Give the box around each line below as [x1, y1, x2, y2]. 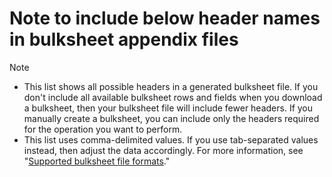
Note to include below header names [9, 7, 321, 30]
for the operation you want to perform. [23, 123, 183, 135]
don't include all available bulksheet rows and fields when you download [23, 91, 323, 103]
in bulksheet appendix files [9, 28, 239, 51]
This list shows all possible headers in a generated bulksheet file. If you [23, 80, 319, 92]
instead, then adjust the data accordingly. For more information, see [23, 144, 304, 156]
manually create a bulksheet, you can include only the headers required [23, 112, 320, 124]
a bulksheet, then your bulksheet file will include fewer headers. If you [23, 102, 314, 114]
